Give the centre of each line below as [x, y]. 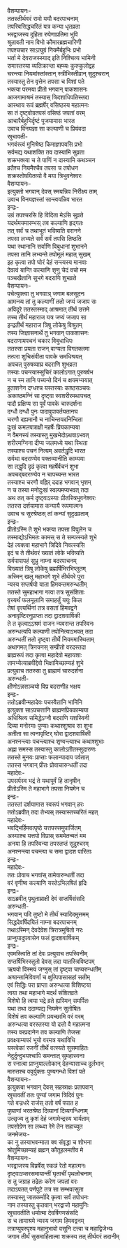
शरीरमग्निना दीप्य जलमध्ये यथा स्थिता [47, 443]
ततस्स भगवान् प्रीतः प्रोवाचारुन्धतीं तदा [47, 765]
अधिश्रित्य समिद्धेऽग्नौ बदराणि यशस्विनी [48, 718]
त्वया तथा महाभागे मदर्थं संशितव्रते [43, 993]
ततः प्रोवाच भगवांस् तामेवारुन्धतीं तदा [46, 875]
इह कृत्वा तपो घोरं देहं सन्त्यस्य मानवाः [47, 262]
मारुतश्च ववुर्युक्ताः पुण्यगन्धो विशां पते [46, 1071]
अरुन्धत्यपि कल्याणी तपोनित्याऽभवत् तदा [50, 631]
